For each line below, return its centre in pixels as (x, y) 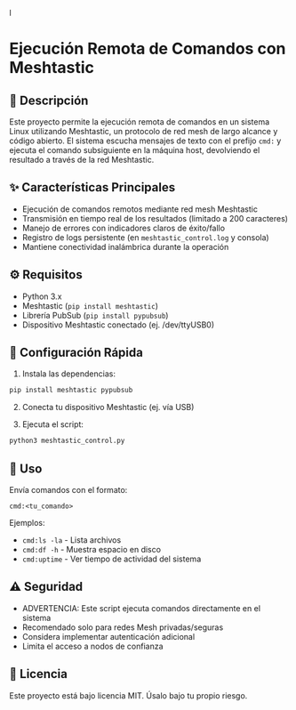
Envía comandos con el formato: (68, 490)
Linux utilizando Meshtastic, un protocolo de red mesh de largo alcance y (144, 131)
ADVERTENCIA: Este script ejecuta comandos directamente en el (141, 608)
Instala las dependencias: (68, 374)
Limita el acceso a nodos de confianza (92, 646)
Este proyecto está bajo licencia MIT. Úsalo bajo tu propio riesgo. (128, 695)
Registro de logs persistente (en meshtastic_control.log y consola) (145, 237)
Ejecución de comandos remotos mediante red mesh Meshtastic (140, 209)
